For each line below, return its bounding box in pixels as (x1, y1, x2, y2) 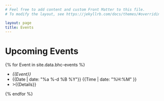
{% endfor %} (5, 91, 33, 97)
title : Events (5, 25, 34, 30)
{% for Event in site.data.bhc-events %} (5, 62, 85, 68)
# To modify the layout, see (5, 12, 64, 17)
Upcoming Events (5, 46, 79, 57)
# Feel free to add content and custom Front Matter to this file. (5, 7, 145, 12)
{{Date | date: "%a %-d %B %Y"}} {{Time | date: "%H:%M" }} (12, 76, 137, 83)
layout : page (5, 20, 32, 25)
